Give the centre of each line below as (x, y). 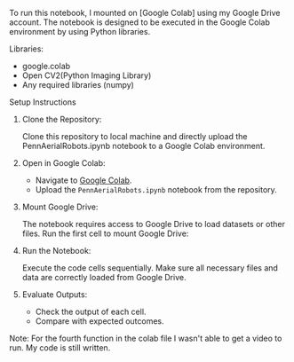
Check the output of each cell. (91, 311)
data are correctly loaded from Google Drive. (104, 277)
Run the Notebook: (56, 251)
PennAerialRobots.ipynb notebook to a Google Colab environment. (143, 146)
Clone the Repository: (62, 119)
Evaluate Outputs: (55, 295)
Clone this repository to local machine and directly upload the (135, 136)
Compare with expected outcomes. (99, 321)
